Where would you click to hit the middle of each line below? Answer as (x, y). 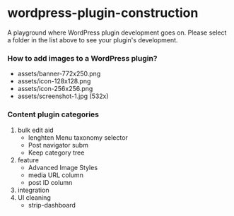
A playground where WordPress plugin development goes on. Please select (117, 32)
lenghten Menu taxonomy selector (78, 137)
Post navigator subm (58, 145)
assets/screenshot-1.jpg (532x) (63, 96)
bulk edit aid (36, 130)
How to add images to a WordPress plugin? (82, 58)
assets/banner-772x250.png (59, 74)
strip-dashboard (52, 205)
